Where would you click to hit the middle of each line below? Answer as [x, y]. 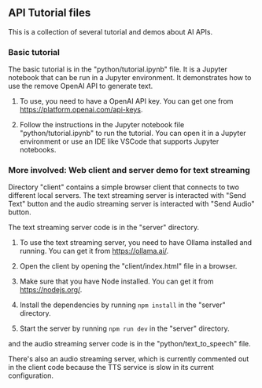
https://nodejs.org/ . [51, 290]
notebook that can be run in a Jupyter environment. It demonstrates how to [130, 78]
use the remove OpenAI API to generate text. [81, 86]
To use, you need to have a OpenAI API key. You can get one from [126, 101]
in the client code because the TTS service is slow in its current [111, 368]
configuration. [31, 375]
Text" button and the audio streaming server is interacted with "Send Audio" [131, 204]
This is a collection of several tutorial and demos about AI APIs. [111, 31]
